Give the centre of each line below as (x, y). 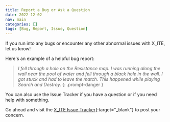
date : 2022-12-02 (24, 15)
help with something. (27, 100)
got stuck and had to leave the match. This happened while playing (89, 79)
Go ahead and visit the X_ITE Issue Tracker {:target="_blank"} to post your (83, 110)
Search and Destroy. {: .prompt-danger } (60, 85)
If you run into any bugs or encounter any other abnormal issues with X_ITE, (85, 43)
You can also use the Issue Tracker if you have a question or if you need (81, 95)
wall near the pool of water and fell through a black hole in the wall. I (90, 74)
